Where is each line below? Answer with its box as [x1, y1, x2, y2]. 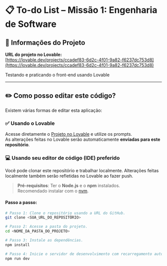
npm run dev [5, 256, 30, 261]
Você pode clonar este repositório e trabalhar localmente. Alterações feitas [5, 168, 159, 174]
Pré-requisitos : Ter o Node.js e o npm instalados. [17, 183, 120, 189]
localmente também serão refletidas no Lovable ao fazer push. [5, 173, 133, 179]
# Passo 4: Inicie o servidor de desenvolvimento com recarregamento [5, 251, 153, 257]
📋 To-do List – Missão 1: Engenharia [5, 4, 158, 16]
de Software [5, 18, 57, 30]
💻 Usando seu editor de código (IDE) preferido [5, 155, 120, 162]
